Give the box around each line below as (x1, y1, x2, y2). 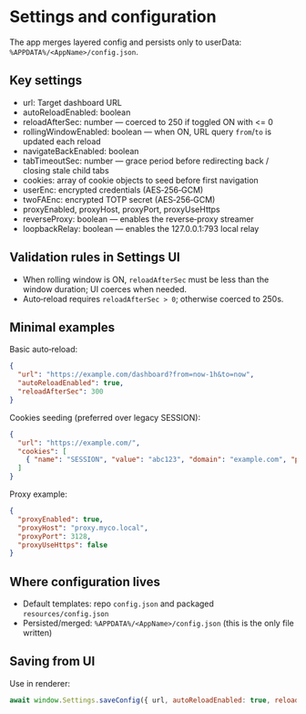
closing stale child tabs (22, 164, 109, 175)
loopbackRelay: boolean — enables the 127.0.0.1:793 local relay (22, 223, 260, 234)
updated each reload (22, 135, 102, 147)
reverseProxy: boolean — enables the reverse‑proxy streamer (22, 213, 255, 225)
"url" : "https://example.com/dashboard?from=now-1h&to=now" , (17, 370, 255, 380)
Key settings (9, 73, 83, 89)
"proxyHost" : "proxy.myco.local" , (17, 523, 148, 532)
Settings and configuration (9, 6, 217, 27)
